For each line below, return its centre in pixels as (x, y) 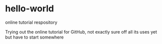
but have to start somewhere (34, 37)
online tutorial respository (31, 22)
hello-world (30, 9)
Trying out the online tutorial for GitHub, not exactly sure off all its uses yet (81, 32)
